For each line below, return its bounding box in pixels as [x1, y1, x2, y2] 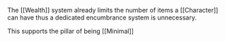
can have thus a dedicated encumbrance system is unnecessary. [7, 13, 197, 22]
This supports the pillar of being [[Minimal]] [7, 27, 134, 35]
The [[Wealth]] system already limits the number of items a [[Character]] [7, 6, 219, 14]
